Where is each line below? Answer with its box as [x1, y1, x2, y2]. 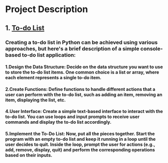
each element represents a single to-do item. [5, 75, 102, 81]
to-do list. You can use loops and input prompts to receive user [5, 114, 140, 120]
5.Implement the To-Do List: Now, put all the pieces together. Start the [5, 130, 155, 137]
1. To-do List [5, 24, 44, 32]
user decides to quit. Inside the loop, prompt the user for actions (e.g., [5, 141, 155, 147]
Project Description [5, 4, 88, 15]
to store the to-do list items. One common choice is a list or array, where [5, 69, 159, 75]
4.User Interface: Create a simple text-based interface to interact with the [5, 108, 163, 115]
